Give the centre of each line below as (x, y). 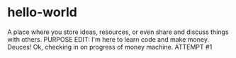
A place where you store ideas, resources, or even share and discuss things (118, 32)
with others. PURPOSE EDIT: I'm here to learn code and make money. (108, 39)
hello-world (43, 12)
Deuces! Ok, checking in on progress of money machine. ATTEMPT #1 (110, 47)
